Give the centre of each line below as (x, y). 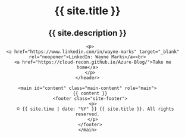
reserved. (87, 114)
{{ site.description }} (87, 33)
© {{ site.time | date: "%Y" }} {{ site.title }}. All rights (95, 109)
